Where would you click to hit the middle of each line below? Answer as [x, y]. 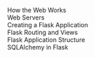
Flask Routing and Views [43, 32]
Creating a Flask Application [48, 25]
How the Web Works [37, 10]
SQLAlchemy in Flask [38, 47]
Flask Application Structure [46, 40]
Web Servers [26, 17]
